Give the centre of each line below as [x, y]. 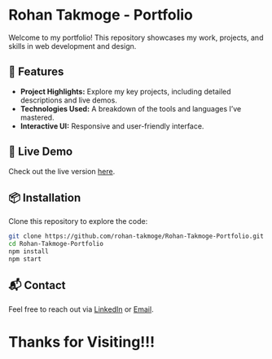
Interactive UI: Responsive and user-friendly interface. [112, 126]
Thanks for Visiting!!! [82, 341]
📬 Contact [37, 285]
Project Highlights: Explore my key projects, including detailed [125, 91]
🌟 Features [36, 72]
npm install [29, 252]
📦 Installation [45, 197]
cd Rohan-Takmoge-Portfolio [56, 244]
